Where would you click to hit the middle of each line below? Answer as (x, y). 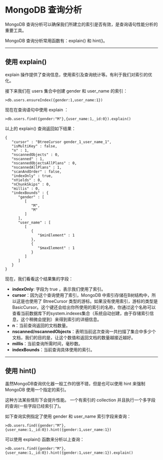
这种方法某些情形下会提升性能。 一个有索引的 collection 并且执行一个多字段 (80, 400)
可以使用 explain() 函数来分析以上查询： (45, 439)
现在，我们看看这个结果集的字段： (39, 279)
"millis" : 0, (26, 189)
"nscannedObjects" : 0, (35, 155)
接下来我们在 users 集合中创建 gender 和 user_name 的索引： (66, 91)
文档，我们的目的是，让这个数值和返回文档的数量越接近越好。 (74, 337)
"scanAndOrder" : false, (37, 172)
